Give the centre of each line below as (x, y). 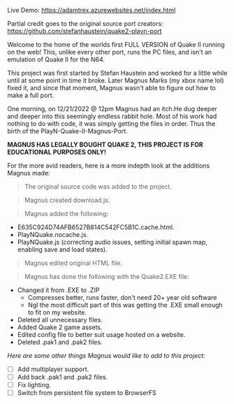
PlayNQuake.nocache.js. (53, 235)
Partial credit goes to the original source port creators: (85, 23)
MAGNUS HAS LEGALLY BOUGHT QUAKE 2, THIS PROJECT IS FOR (105, 145)
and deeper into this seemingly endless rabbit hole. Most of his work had (112, 116)
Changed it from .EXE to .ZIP (58, 290)
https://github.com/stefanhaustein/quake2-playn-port (85, 31)
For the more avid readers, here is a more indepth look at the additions (109, 166)
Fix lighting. (34, 385)
